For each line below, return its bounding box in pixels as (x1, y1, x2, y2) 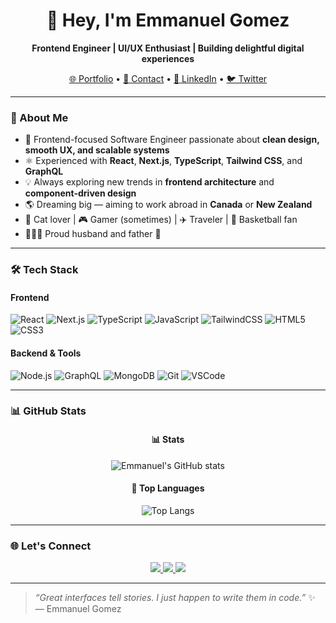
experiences (141, 52, 195, 64)
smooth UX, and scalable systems (24, 144, 170, 156)
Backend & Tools (10, 347, 82, 359)
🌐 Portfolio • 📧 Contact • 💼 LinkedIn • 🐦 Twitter (68, 72, 268, 84)
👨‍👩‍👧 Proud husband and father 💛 (24, 228, 162, 240)
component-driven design (24, 187, 137, 199)
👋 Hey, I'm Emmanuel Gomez (46, 9, 290, 32)
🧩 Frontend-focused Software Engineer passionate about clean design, (24, 134, 320, 146)
